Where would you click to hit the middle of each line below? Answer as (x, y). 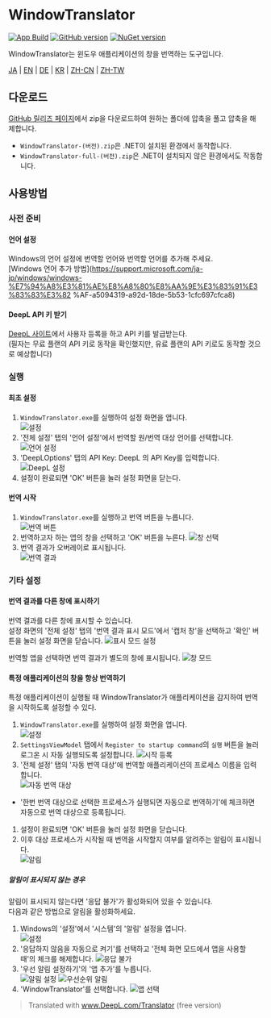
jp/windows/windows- (45, 278)
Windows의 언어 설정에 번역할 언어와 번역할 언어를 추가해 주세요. (111, 259)
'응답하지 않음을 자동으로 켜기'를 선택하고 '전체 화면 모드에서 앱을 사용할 (133, 949)
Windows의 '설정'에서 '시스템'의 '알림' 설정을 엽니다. (103, 928)
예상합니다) (34, 354)
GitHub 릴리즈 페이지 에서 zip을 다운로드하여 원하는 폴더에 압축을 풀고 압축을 (128, 118)
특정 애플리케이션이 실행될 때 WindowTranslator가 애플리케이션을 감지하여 (126, 697)
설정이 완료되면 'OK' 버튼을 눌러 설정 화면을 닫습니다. (104, 829)
